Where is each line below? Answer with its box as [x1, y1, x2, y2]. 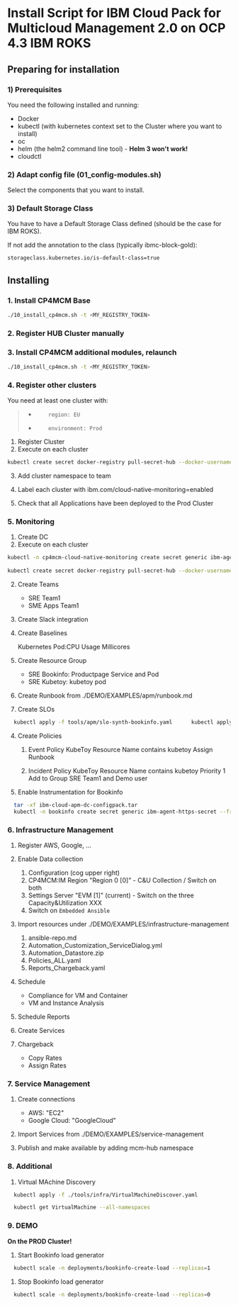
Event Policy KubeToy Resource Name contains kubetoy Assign [28, 745, 213, 754]
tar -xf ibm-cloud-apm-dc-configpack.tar [13, 801, 138, 809]
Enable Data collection [17, 855, 84, 863]
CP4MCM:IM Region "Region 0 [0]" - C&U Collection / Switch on [28, 876, 217, 885]
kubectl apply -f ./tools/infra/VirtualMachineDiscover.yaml [13, 1191, 198, 1199]
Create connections [17, 1095, 76, 1104]
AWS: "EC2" [28, 1109, 64, 1117]
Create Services [17, 1026, 65, 1035]
